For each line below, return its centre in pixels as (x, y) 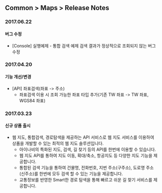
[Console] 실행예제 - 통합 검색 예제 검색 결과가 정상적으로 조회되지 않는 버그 (84, 46)
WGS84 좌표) (32, 100)
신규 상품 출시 (18, 126)
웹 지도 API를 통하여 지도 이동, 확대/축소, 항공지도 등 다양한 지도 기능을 (86, 155)
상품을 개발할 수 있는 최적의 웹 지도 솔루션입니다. (58, 143)
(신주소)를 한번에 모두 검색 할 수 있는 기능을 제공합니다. (71, 174)
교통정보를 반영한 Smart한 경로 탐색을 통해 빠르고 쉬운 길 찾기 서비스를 (86, 179)
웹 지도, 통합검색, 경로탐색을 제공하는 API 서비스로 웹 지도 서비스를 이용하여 (83, 137)
